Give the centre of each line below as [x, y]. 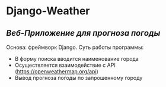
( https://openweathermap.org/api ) [57, 72]
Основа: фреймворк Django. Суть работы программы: [75, 47]
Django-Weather [48, 11]
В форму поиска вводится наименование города [77, 59]
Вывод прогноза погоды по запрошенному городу [79, 78]
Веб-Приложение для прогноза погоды [83, 33]
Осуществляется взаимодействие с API [65, 65]
